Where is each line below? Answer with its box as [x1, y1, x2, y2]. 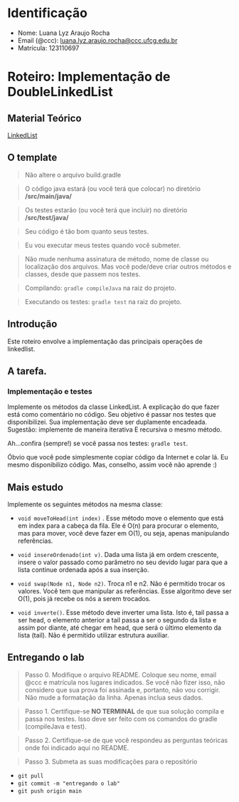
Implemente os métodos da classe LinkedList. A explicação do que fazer [7, 402, 220, 411]
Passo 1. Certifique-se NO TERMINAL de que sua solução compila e [24, 707, 225, 715]
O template [7, 152, 58, 164]
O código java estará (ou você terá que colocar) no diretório [24, 184, 201, 193]
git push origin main [17, 787, 82, 795]
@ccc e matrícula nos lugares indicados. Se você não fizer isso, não [24, 678, 225, 687]
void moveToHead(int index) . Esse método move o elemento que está [17, 514, 224, 523]
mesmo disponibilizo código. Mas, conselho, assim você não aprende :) [7, 461, 217, 469]
